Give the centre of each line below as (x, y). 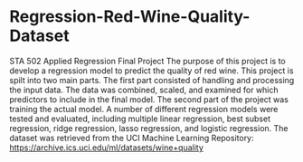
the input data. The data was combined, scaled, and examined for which (144, 90)
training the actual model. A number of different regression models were (144, 109)
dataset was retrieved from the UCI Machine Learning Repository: (132, 138)
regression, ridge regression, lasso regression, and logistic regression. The (149, 128)
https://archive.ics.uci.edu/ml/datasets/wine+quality (106, 148)
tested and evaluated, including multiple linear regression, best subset (140, 119)
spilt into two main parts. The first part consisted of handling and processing (152, 80)
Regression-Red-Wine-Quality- (130, 17)
